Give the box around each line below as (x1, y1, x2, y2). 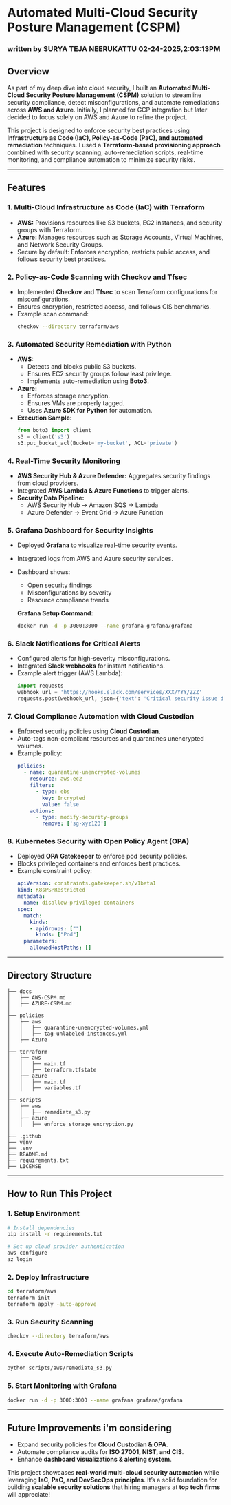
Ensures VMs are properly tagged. (27, 399, 125, 407)
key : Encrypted (42, 795, 86, 801)
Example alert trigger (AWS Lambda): (16, 669, 123, 677)
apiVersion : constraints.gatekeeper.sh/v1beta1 (16, 880, 156, 887)
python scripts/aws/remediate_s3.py (7, 1364, 112, 1372)
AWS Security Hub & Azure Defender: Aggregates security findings (16, 472, 211, 480)
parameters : (23, 938, 58, 945)
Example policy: (16, 749, 63, 757)
